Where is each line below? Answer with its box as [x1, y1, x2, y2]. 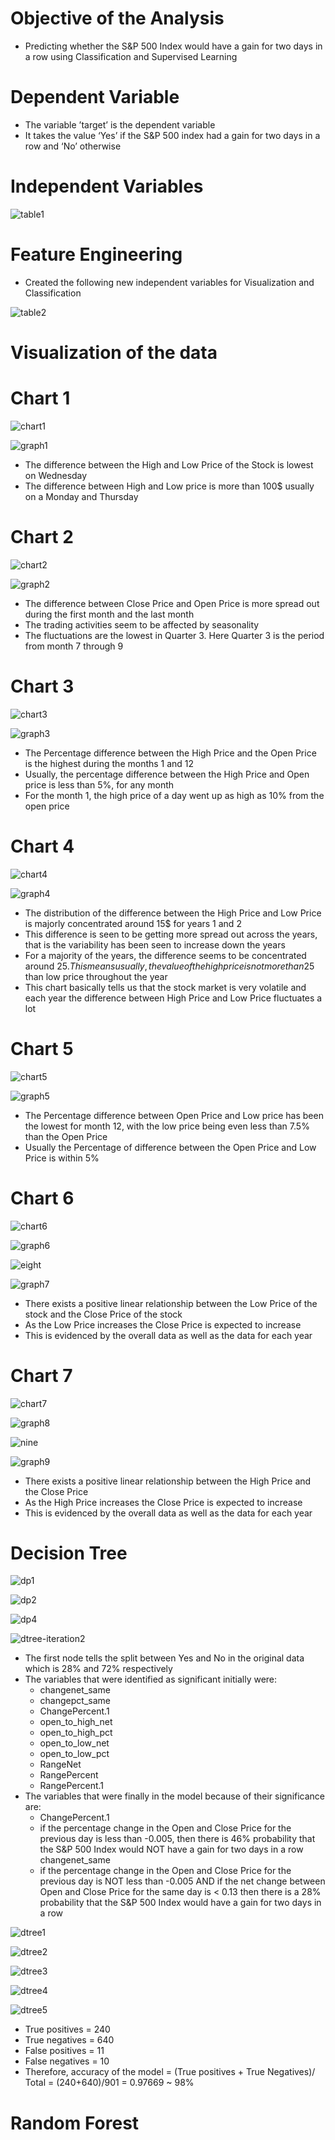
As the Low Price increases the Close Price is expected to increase [24, 1318, 302, 1331]
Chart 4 [10, 835, 75, 857]
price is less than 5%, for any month [24, 778, 175, 791]
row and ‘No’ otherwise [24, 140, 122, 152]
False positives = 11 [24, 2045, 105, 2057]
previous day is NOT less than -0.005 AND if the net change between [39, 1875, 326, 1887]
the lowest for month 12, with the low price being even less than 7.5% [24, 1120, 310, 1132]
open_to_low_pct [39, 1748, 110, 1760]
